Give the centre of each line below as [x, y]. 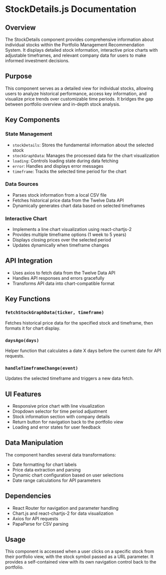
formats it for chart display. [33, 328]
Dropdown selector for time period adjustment [60, 411]
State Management [29, 134]
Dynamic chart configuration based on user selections [68, 475]
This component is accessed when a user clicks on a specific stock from [80, 552]
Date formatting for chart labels [44, 464]
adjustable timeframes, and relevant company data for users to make [76, 55]
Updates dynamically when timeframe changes [61, 245]
